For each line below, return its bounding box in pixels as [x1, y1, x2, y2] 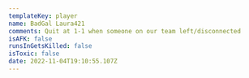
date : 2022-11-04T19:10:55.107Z [8, 58, 118, 66]
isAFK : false [8, 34, 53, 43]
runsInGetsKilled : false [8, 42, 92, 50]
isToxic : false [8, 50, 60, 58]
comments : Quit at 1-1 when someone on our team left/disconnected [8, 27, 242, 35]
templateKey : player [8, 11, 79, 20]
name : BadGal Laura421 [8, 19, 85, 28]
